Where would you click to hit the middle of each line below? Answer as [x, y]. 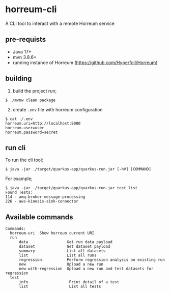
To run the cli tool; [24, 160]
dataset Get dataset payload [64, 247]
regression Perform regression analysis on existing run [92, 260]
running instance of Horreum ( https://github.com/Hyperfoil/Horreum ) [85, 63]
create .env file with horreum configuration [58, 109]
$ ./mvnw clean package [31, 100]
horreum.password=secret [32, 132]
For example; [19, 179]
